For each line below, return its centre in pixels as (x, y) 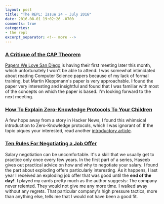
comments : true (21, 23)
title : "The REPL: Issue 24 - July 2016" (48, 14)
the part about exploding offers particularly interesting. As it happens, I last (82, 170)
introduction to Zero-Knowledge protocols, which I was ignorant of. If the (79, 125)
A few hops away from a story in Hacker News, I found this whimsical (76, 120)
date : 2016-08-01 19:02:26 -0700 (40, 19)
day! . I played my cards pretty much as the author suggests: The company (81, 180)
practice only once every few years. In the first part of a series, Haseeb (78, 160)
